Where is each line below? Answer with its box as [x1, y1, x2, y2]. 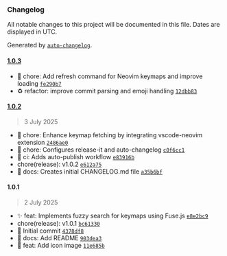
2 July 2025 [23, 198, 58, 207]
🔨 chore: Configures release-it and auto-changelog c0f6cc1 [16, 146, 185, 154]
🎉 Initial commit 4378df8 [16, 226, 84, 235]
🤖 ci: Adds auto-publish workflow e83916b [16, 152, 135, 161]
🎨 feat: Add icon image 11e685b [16, 241, 105, 249]
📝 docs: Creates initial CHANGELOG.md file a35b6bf [16, 167, 163, 176]
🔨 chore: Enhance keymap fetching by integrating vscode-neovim [16, 130, 203, 139]
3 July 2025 [23, 117, 58, 126]
